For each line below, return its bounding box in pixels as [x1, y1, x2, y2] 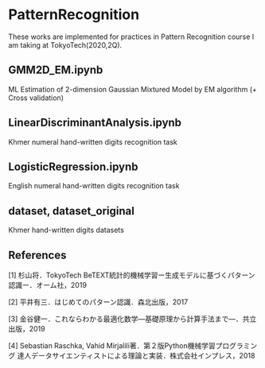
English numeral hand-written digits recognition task [8, 181, 180, 191]
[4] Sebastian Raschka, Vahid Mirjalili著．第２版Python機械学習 [8, 341, 216, 351]
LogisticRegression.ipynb [8, 160, 138, 173]
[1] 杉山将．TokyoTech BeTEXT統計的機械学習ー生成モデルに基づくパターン [8, 270, 256, 280]
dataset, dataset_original [8, 204, 135, 218]
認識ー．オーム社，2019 [8, 281, 88, 289]
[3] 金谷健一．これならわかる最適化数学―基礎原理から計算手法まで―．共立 [8, 314, 257, 323]
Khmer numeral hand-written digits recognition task [8, 137, 177, 146]
